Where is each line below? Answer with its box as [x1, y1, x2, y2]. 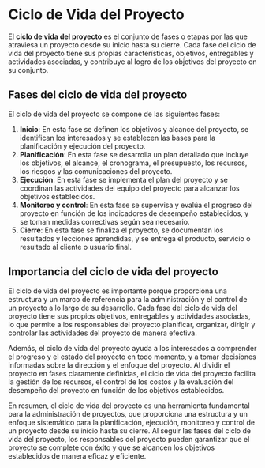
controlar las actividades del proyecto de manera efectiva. [8, 328, 197, 338]
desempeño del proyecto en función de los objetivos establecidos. [8, 385, 225, 394]
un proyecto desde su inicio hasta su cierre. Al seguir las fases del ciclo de [8, 425, 251, 436]
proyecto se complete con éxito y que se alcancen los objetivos [8, 443, 215, 452]
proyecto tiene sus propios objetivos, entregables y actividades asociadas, [8, 311, 251, 321]
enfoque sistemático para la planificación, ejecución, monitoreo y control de [8, 417, 255, 427]
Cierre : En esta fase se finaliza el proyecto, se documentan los [19, 225, 224, 235]
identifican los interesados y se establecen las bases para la [19, 133, 215, 142]
